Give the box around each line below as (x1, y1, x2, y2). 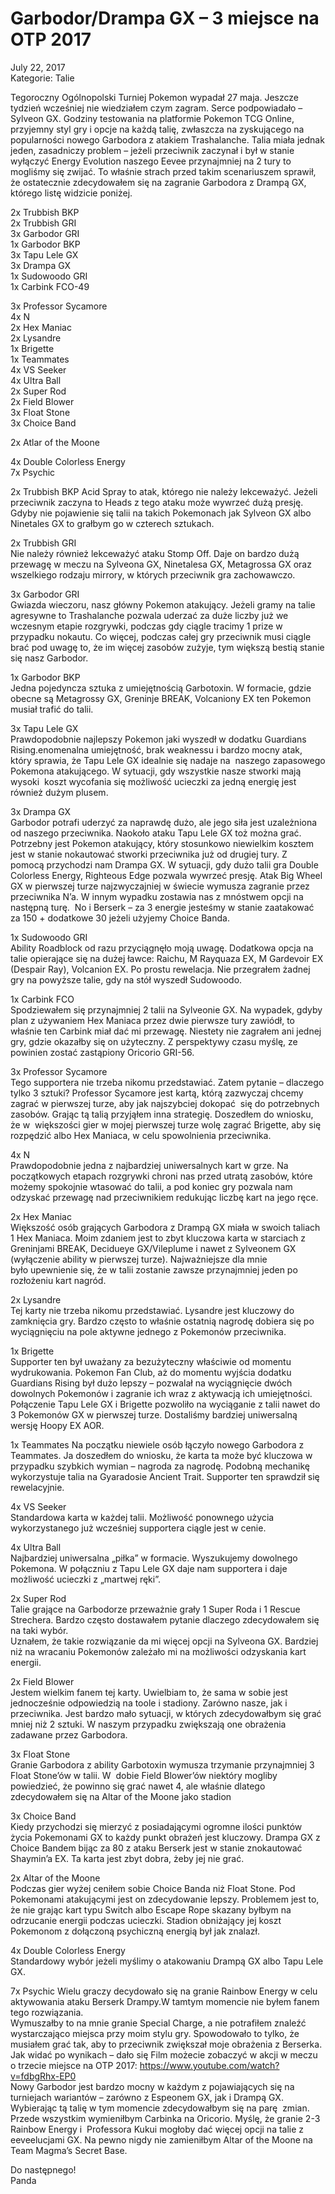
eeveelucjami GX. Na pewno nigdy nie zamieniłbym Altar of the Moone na (10, 2133, 313, 2146)
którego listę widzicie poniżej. (10, 187, 133, 199)
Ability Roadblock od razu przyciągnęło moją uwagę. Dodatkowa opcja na (10, 942, 314, 954)
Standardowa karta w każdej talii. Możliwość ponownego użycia (10, 1511, 275, 1523)
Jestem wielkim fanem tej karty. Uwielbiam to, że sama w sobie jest (10, 1686, 288, 1698)
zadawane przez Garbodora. (10, 1728, 128, 1741)
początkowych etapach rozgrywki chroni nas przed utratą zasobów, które (10, 1170, 313, 1182)
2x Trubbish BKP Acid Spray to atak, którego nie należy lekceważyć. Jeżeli (10, 485, 318, 497)
